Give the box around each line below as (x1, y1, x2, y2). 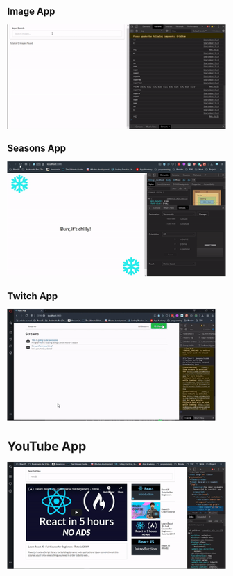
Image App (7, 6, 55, 17)
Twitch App (7, 290, 58, 302)
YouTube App (7, 438, 87, 454)
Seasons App (7, 143, 67, 154)
